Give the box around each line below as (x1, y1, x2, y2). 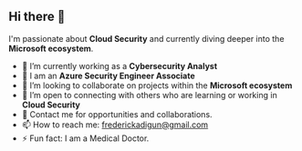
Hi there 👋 (8, 9, 66, 25)
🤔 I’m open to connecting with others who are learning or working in (21, 89, 277, 100)
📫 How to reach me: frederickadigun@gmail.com (21, 119, 209, 130)
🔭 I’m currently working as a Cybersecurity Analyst (21, 60, 218, 71)
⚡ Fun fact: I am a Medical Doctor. (21, 133, 150, 144)
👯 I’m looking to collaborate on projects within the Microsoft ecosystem (21, 79, 293, 91)
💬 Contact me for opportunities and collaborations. (21, 108, 213, 119)
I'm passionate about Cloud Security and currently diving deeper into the (8, 33, 285, 44)
